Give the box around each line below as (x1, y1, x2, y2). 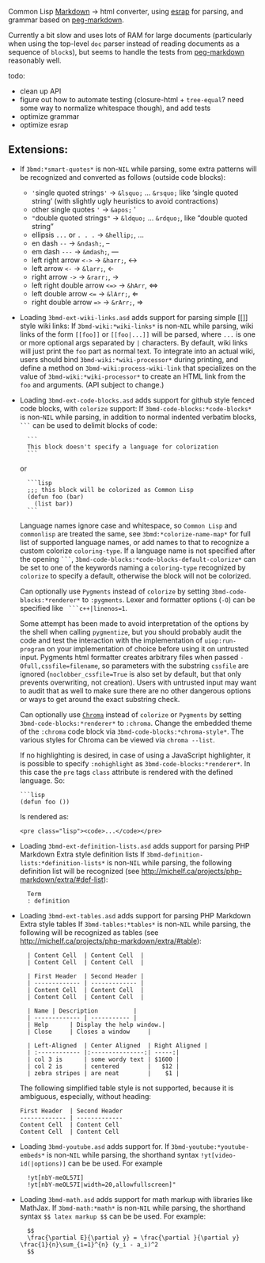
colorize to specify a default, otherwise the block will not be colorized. (19, 570, 252, 581)
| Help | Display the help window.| (27, 1021, 166, 1028)
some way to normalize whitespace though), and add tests (19, 103, 211, 113)
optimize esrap (19, 120, 69, 129)
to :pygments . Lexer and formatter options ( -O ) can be (81, 594, 256, 605)
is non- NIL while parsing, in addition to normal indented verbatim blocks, (19, 412, 257, 422)
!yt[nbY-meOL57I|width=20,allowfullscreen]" (27, 1181, 176, 1189)
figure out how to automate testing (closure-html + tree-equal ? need (19, 95, 244, 104)
